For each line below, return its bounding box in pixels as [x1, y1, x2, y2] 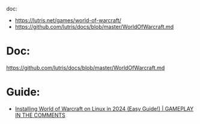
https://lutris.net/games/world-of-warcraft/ [14, 17, 122, 23]
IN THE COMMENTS [14, 111, 66, 119]
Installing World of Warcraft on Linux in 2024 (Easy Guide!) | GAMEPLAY [14, 105, 194, 112]
